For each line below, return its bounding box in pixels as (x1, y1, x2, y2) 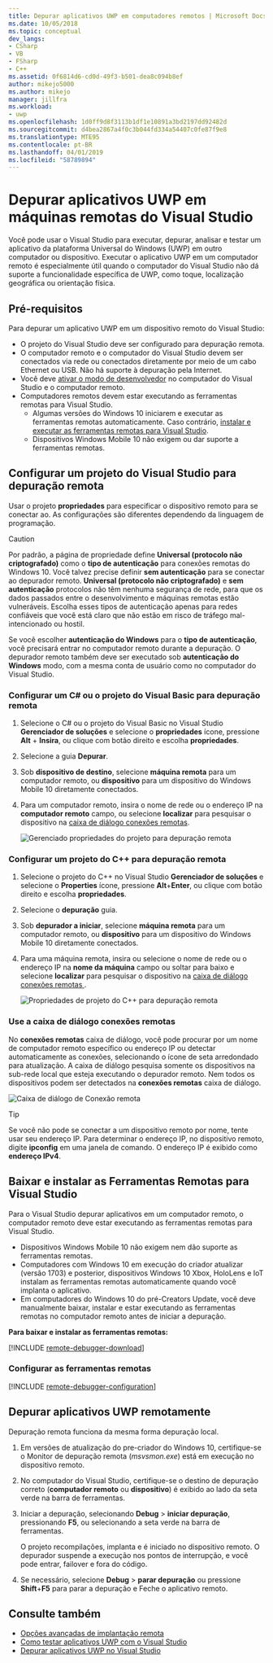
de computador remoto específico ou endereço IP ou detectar (8, 1043, 216, 1053)
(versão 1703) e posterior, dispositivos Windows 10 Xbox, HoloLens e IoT (19, 1267, 264, 1278)
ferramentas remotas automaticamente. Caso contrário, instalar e (32, 417, 252, 427)
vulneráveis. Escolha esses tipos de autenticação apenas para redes (8, 602, 238, 611)
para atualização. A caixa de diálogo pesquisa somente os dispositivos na (8, 1060, 256, 1070)
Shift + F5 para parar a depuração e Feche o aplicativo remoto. (19, 1583, 228, 1593)
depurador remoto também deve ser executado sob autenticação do (8, 652, 240, 662)
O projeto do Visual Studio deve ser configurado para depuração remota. (19, 339, 265, 348)
